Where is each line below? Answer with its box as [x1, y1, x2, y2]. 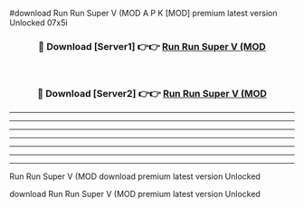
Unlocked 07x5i [9, 17, 68, 28]
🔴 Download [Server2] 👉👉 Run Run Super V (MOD [37, 88, 267, 100]
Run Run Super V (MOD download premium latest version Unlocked [9, 171, 261, 182]
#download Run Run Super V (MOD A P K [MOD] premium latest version [9, 8, 278, 18]
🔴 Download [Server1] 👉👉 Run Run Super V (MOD [37, 40, 267, 52]
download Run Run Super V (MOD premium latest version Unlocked [9, 188, 261, 199]
